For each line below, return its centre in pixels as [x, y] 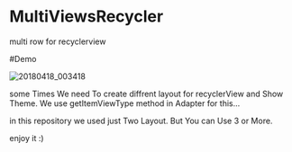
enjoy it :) [27, 138]
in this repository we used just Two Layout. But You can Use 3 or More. [141, 121]
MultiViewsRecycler [87, 17]
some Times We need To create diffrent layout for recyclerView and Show [146, 94]
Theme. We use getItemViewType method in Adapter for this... [125, 103]
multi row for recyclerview [58, 41]
